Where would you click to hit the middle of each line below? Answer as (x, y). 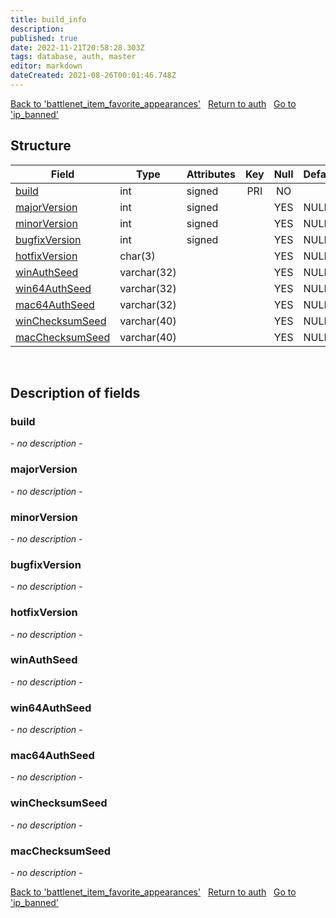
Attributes (211, 174)
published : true (44, 38)
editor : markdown (46, 66)
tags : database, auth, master (73, 57)
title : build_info (48, 19)
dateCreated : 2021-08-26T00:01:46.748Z (93, 76)
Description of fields (75, 393)
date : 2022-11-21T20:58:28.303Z (77, 47)
